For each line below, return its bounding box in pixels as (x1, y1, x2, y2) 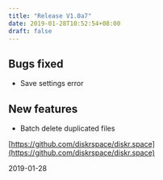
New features (8, 102, 78, 116)
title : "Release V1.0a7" (8, 11, 92, 20)
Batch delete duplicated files (19, 123, 115, 133)
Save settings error (19, 79, 84, 88)
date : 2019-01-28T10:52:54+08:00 (8, 19, 121, 28)
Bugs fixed (8, 57, 64, 71)
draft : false (8, 27, 52, 35)
